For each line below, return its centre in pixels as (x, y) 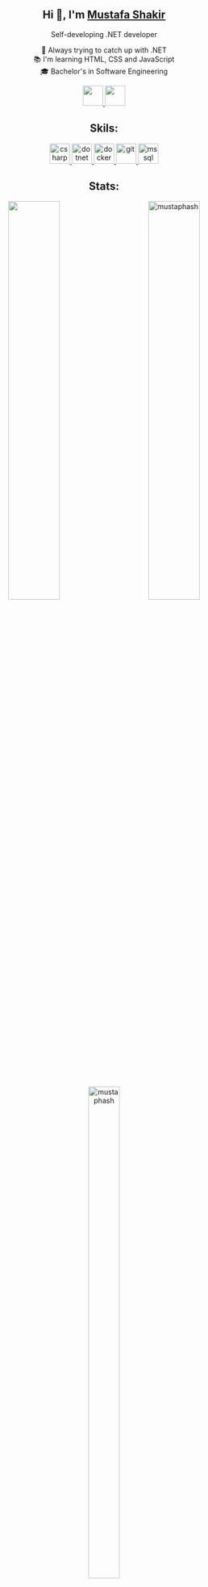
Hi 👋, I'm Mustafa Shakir (104, 15)
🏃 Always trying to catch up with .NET (104, 50)
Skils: (104, 129)
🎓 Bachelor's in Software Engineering (104, 71)
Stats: (104, 186)
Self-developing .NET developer (104, 34)
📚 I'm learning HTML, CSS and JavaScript (104, 59)
